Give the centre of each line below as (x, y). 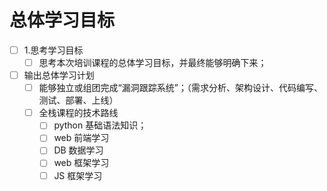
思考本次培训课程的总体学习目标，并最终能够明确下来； (152, 62)
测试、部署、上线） (78, 100)
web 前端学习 (81, 138)
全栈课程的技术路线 (78, 113)
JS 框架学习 (78, 175)
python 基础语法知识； (100, 125)
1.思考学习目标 (53, 50)
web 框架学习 (81, 163)
